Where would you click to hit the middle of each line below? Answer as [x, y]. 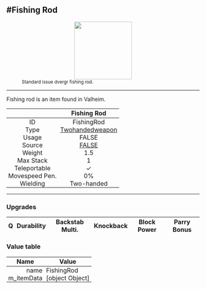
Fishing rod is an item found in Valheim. [56, 99]
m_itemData [25, 278]
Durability [31, 226]
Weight [32, 153]
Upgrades [21, 207]
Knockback [111, 226]
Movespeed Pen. [32, 176]
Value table [24, 247]
